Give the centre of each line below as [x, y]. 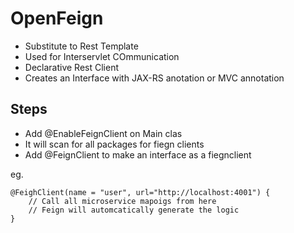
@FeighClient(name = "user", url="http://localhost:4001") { [140, 192]
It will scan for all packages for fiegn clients [114, 144]
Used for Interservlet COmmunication [102, 56]
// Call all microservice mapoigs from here [122, 201]
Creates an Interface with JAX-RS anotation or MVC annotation [154, 78]
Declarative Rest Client [72, 67]
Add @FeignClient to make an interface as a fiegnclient [138, 154]
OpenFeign [57, 18]
